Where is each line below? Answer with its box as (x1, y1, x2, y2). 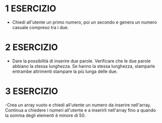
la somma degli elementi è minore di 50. (5, 112, 86, 118)
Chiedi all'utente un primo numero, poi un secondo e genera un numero (12, 19, 157, 25)
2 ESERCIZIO (5, 42, 58, 53)
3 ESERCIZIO (5, 86, 58, 97)
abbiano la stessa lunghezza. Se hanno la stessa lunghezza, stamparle (12, 63, 156, 69)
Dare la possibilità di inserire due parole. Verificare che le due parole (12, 58, 151, 64)
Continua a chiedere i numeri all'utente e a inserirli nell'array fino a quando (5, 107, 156, 113)
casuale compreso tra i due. (12, 24, 69, 30)
